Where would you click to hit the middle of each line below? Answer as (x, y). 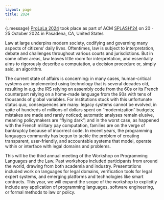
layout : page (18, 10)
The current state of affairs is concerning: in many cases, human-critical (78, 78)
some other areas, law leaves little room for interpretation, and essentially (79, 58)
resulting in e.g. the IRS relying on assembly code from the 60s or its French (82, 89)
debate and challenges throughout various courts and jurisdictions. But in (79, 53)
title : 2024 (17, 14)
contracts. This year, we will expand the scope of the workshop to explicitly (81, 181)
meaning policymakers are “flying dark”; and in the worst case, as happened (82, 120)
